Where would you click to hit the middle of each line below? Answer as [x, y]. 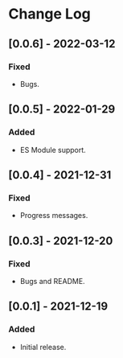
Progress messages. [54, 216]
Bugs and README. [53, 281]
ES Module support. [53, 150]
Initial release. [43, 347]
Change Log [49, 14]
